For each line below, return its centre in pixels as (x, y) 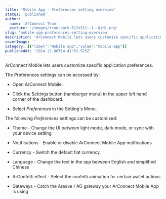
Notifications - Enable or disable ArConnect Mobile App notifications (82, 142)
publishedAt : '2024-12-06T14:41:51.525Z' (48, 51)
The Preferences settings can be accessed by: (53, 75)
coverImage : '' (21, 42)
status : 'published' (26, 14)
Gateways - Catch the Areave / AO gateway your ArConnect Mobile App (85, 186)
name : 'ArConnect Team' (34, 23)
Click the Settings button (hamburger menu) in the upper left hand (80, 94)
